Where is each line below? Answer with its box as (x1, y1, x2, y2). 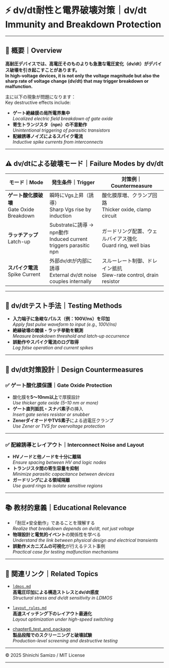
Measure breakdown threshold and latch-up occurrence (12, 333, 130, 339)
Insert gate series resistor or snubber (12, 411, 90, 417)
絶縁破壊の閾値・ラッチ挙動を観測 (12, 327, 83, 333)
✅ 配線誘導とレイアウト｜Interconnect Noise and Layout (5, 441, 144, 448)
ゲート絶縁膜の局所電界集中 (12, 109, 70, 116)
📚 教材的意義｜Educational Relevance (5, 503, 127, 512)
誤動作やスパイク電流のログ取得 (12, 339, 79, 345)
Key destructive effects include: (5, 99, 71, 105)
